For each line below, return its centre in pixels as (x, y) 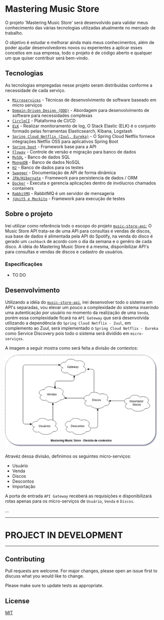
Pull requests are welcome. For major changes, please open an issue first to (81, 571)
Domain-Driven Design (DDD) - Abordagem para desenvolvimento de (81, 110)
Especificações (24, 264)
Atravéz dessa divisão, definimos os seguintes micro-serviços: (68, 456)
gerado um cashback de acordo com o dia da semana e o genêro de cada (79, 241)
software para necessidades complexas (52, 115)
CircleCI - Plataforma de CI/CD (44, 120)
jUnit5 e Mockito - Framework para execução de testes (69, 199)
